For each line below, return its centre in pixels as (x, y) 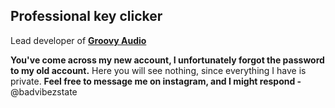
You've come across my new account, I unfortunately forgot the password (167, 60)
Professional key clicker (86, 16)
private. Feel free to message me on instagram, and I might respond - (156, 81)
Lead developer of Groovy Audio (78, 40)
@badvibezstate (44, 91)
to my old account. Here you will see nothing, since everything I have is (158, 70)
